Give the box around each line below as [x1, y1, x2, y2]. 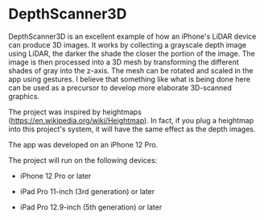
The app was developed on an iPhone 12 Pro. [8, 139, 159, 149]
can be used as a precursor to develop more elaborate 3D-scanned [8, 82, 232, 93]
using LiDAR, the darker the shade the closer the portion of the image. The [8, 48, 255, 58]
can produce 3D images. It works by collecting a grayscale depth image [8, 39, 247, 49]
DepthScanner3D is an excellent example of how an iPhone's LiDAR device [8, 31, 257, 41]
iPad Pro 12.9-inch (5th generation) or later [19, 202, 163, 212]
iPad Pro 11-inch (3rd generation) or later [19, 186, 155, 196]
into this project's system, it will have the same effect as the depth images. [8, 124, 256, 134]
